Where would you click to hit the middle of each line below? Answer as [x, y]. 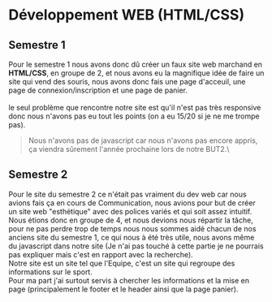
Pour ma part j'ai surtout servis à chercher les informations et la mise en [129, 280]
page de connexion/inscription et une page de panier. [98, 90]
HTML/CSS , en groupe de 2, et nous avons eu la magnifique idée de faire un [136, 73]
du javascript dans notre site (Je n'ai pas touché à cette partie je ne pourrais [136, 246]
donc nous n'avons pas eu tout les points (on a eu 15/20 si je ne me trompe [134, 116]
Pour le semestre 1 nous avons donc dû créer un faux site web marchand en [135, 64]
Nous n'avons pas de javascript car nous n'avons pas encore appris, [143, 140]
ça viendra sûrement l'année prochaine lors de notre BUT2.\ [129, 149]
